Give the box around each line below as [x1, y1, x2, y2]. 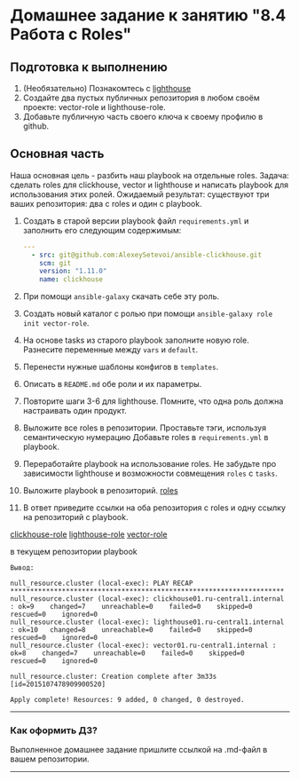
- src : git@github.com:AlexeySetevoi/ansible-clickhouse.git [31, 250, 263, 259]
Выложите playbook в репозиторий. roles [22, 485, 178, 496]
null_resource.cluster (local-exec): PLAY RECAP [10, 579, 193, 588]
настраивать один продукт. [22, 406, 127, 416]
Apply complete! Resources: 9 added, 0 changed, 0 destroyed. [10, 696, 245, 705]
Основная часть [10, 146, 105, 162]
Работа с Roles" [10, 24, 132, 44]
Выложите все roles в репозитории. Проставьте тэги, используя [22, 422, 267, 433]
